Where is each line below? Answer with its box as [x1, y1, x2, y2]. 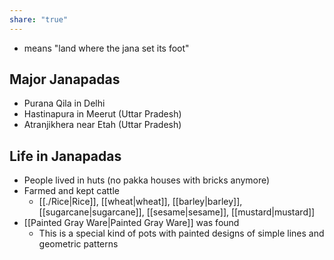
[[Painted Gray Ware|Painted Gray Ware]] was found [23, 217, 240, 229]
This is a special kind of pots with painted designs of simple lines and [38, 227, 325, 240]
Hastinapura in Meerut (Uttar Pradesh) [23, 108, 182, 120]
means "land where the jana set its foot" [23, 42, 190, 54]
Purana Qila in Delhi [23, 97, 106, 110]
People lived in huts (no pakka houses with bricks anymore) [23, 174, 271, 186]
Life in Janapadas [9, 147, 122, 165]
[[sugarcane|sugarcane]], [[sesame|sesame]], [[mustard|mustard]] [38, 206, 316, 218]
